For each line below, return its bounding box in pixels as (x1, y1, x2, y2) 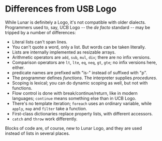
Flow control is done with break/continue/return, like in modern (12, 90, 138, 96)
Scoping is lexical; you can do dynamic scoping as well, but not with (12, 80, 148, 85)
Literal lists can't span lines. (12, 39, 68, 44)
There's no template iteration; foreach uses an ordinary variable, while (12, 100, 152, 106)
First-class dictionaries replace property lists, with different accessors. (12, 111, 153, 116)
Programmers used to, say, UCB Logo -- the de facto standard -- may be (5, 24, 150, 30)
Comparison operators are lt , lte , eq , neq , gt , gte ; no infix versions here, (12, 59, 157, 65)
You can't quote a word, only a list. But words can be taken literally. (12, 44, 146, 50)
